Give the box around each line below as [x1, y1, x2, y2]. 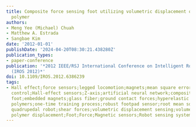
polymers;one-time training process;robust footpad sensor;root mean [11, 101, 184, 107]
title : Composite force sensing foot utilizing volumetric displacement [6, 8, 187, 15]
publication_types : [6, 52, 54, 58]
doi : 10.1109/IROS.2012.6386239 [6, 74, 85, 80]
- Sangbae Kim [6, 36, 41, 42]
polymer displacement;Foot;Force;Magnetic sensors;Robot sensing [11, 112, 174, 118]
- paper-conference [6, 57, 54, 63]
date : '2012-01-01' [6, 42, 54, 47]
